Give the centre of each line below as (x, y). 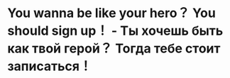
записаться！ (50, 66)
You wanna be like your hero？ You (112, 13)
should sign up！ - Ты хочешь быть (115, 31)
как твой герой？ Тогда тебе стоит (114, 49)
